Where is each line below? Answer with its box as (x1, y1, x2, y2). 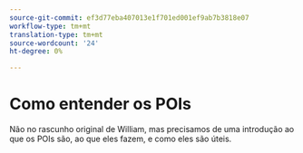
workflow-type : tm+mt (9, 22, 92, 31)
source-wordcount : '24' (9, 38, 100, 48)
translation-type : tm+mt (9, 30, 103, 39)
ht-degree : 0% (9, 47, 64, 56)
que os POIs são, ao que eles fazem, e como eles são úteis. (9, 133, 232, 145)
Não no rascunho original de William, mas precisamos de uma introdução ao (9, 124, 295, 135)
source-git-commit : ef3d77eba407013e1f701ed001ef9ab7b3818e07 (9, 13, 249, 23)
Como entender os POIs (9, 94, 192, 114)
